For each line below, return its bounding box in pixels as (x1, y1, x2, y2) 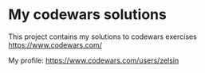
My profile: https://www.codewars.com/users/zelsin (8, 56, 179, 65)
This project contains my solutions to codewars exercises (8, 32, 197, 41)
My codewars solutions (8, 6, 168, 24)
